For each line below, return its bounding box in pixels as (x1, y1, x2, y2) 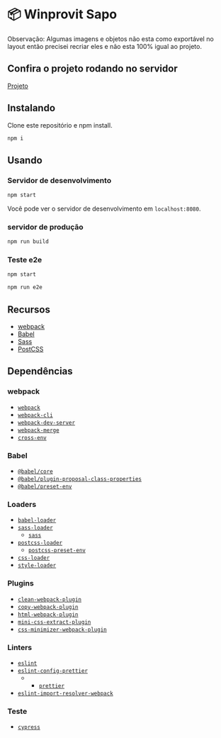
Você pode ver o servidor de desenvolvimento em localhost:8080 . (7, 204, 201, 213)
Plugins (7, 578, 34, 588)
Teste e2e (7, 255, 42, 265)
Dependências (7, 365, 73, 377)
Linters (7, 642, 33, 652)
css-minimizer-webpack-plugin (17, 626, 108, 633)
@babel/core (17, 468, 53, 476)
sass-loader (17, 525, 53, 532)
